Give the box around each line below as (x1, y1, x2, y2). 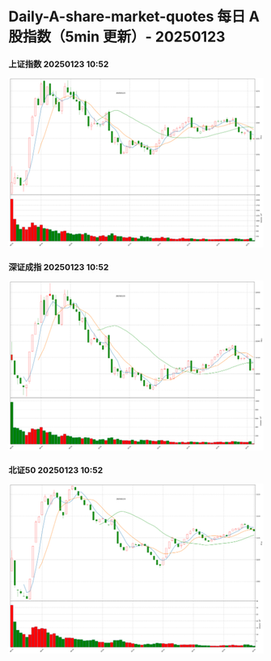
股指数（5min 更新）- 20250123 (8, 28, 226, 46)
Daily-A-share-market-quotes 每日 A (8, 7, 260, 26)
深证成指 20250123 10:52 (8, 262, 109, 273)
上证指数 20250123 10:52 (8, 58, 109, 70)
